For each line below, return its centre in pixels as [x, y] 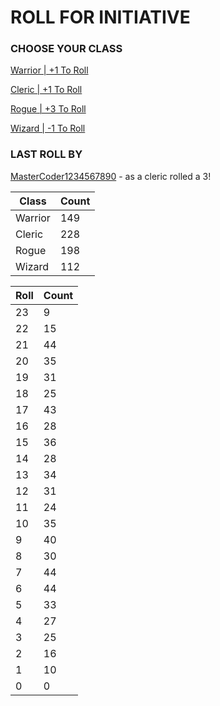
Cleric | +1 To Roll [46, 90]
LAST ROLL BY [46, 154]
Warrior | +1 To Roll [49, 70]
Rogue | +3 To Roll [48, 109]
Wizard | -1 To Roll [48, 128]
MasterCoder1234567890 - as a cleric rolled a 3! [111, 176]
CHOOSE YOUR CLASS [66, 49]
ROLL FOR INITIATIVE [100, 17]
